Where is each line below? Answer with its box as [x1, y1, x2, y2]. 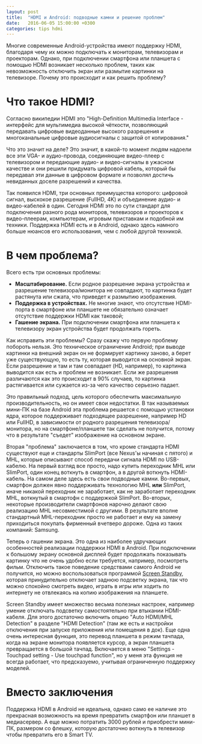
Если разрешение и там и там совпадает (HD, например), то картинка [6, 362, 187, 370]
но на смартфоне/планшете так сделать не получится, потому [34, 425, 195, 432]
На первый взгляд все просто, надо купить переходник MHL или [28, 463, 195, 470]
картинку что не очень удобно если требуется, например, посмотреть [6, 557, 188, 564]
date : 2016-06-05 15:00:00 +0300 [6, 20, 96, 26]
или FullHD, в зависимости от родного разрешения [6, 419, 137, 426]
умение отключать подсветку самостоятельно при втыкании [6, 607, 164, 614]
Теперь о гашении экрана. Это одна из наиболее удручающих [6, 538, 167, 545]
